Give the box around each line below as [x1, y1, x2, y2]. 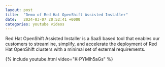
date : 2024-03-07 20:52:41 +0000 [5, 17, 81, 22]
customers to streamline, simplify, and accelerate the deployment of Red [5, 41, 157, 47]
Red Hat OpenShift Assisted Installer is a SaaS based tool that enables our [5, 36, 160, 42]
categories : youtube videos [5, 21, 65, 27]
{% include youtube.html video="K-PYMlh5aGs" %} [5, 56, 113, 62]
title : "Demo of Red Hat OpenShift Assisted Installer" [5, 12, 128, 17]
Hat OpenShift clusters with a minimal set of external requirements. [5, 46, 146, 52]
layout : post [5, 7, 33, 13]
